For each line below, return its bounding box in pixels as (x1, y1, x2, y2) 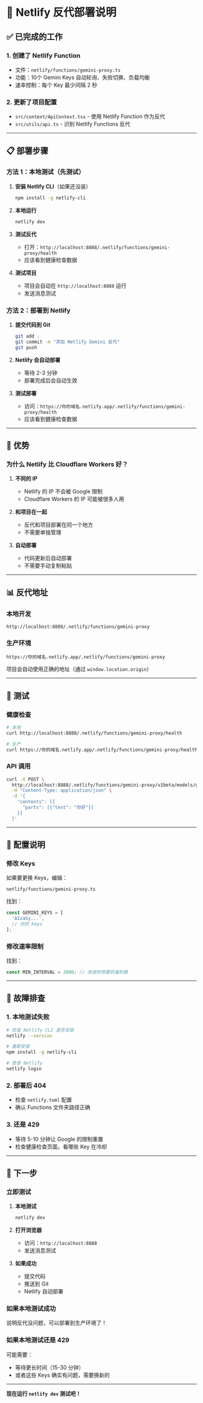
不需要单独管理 (24, 528, 62, 536)
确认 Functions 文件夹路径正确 (14, 1104, 91, 1111)
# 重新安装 (6, 1044, 30, 1050)
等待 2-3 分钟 (24, 369, 57, 376)
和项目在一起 (14, 508, 47, 516)
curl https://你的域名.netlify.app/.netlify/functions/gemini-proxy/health (6, 747, 198, 753)
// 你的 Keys (11, 921, 43, 927)
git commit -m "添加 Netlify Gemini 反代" (14, 339, 120, 345)
